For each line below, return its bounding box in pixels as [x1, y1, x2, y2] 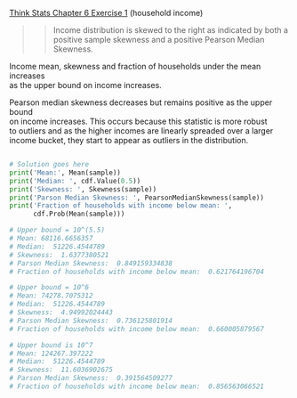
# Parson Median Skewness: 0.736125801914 [9, 316, 173, 325]
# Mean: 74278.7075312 [9, 291, 93, 301]
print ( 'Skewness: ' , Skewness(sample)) [9, 184, 157, 194]
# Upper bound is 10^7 [9, 340, 93, 350]
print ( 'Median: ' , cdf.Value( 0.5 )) [9, 176, 141, 185]
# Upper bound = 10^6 [9, 283, 90, 292]
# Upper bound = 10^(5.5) [9, 226, 105, 235]
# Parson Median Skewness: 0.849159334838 [9, 258, 173, 268]
